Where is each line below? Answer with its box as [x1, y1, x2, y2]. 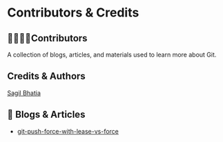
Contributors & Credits [7, 5, 139, 21]
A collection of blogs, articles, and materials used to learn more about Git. [7, 50, 217, 59]
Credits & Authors [7, 70, 86, 82]
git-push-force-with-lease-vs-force [17, 127, 119, 135]
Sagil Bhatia [7, 88, 41, 97]
